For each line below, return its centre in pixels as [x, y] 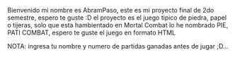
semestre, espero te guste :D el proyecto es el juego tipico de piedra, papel [117, 18]
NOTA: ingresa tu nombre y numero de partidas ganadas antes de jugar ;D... [118, 46]
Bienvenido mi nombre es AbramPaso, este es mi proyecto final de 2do [111, 10]
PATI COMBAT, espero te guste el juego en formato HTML [92, 32]
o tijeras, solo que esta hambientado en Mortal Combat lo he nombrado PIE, [118, 25]
